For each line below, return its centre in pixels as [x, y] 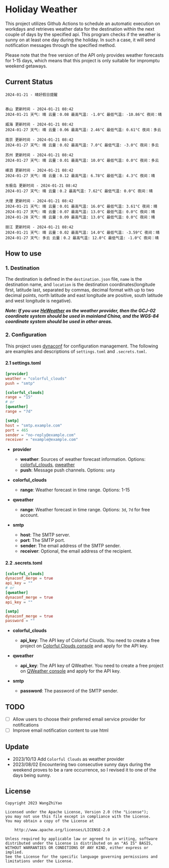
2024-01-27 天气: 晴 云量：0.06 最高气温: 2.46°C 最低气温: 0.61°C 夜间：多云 [83, 130]
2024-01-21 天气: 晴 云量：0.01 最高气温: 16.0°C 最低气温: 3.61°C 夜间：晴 [81, 206]
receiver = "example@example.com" [42, 440]
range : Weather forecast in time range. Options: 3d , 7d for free [85, 510]
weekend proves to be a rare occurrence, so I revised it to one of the [84, 770]
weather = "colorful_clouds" [36, 379]
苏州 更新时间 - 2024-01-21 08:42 [39, 155]
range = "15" [19, 397]
